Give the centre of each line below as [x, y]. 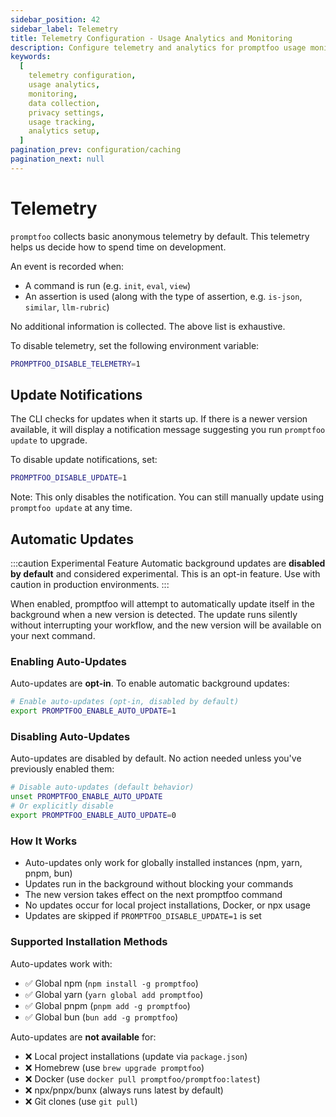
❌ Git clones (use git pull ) [81, 1101]
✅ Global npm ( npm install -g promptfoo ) [111, 983]
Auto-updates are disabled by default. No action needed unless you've [156, 758]
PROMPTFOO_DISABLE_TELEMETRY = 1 [75, 364]
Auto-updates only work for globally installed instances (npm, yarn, [163, 863]
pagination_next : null [57, 159]
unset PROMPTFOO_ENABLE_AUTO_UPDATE [86, 797]
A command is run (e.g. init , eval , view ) [108, 285]
